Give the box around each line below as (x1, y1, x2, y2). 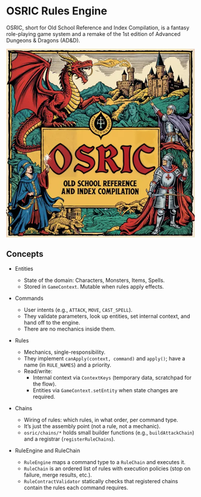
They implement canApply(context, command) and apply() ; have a (23, 354, 185, 362)
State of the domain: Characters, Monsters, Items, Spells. (23, 277, 165, 284)
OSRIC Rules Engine (6, 4, 108, 18)
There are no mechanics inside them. (23, 325, 115, 332)
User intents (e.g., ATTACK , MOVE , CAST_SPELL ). (23, 306, 133, 313)
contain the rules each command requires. (23, 484, 129, 491)
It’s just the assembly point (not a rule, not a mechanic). (23, 422, 160, 429)
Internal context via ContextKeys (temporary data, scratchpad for (32, 374, 192, 381)
